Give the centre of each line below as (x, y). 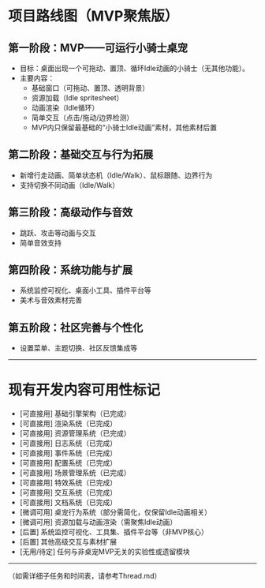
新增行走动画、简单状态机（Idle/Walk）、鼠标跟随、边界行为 (116, 175)
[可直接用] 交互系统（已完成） (68, 492)
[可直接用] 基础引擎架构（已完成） (75, 414)
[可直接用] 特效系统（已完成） (68, 483)
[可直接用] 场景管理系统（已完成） (75, 473)
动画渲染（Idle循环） (65, 108)
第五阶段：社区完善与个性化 (76, 327)
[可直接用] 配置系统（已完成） (68, 463)
